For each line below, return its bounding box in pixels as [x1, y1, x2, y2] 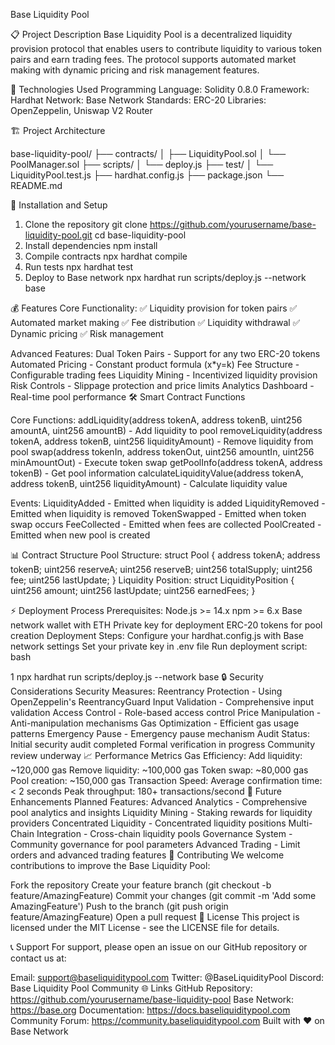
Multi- [288, 817, 313, 829]
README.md [10, 180, 63, 191]
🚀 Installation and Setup [10, 199, 108, 211]
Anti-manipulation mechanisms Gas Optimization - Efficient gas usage [10, 717, 300, 729]
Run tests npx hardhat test [24, 261, 134, 273]
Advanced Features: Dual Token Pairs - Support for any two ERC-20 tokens [10, 348, 321, 359]
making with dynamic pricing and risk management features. [10, 64, 260, 76]
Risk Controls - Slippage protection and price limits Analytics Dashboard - [10, 380, 315, 391]
